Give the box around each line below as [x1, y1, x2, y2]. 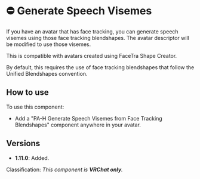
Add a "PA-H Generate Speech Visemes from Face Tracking [14, 115, 162, 122]
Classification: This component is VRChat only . [6, 166, 124, 173]
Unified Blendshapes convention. [6, 70, 88, 77]
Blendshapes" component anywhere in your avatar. [14, 121, 141, 128]
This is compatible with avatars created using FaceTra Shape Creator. [6, 52, 177, 59]
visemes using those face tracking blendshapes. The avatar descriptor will [6, 34, 189, 41]
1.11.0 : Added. [14, 154, 50, 161]
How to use [6, 87, 49, 98]
